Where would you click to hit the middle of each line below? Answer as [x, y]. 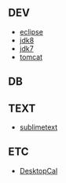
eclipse [31, 31]
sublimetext [38, 127]
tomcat [31, 57]
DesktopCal [38, 170]
